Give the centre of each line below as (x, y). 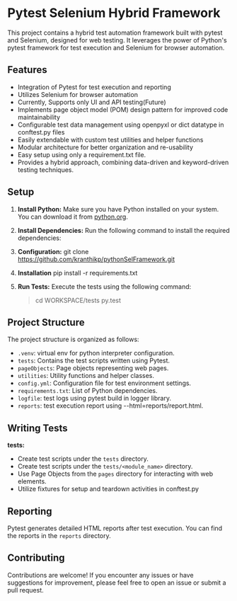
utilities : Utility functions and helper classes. (86, 376)
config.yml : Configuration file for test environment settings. (104, 383)
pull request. (25, 590)
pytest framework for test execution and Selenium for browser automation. (116, 47)
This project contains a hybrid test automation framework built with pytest (115, 33)
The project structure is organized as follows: (73, 339)
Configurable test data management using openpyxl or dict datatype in (121, 125)
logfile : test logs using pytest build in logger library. (94, 399)
